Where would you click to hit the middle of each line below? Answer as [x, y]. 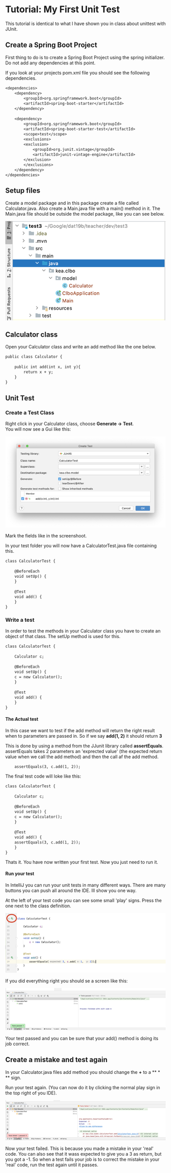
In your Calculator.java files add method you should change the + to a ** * [83, 1072]
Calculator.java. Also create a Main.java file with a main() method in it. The [83, 208]
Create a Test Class [30, 412]
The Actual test [22, 719]
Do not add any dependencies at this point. [50, 63]
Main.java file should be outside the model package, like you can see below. [85, 214]
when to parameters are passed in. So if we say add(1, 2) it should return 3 [84, 736]
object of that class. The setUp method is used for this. [63, 637]
